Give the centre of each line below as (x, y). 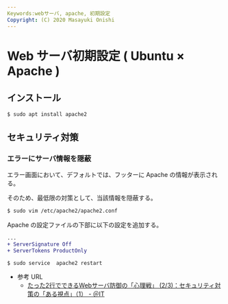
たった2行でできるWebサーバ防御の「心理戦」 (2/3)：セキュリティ (121, 285)
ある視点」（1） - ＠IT (75, 294)
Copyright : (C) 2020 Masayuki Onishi (61, 20)
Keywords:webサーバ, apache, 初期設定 (59, 13)
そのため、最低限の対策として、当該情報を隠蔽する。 (82, 198)
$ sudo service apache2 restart (55, 263)
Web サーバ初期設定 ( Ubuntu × (96, 56)
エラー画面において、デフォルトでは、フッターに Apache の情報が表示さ (110, 175)
